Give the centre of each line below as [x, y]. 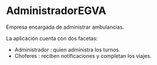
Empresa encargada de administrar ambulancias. [65, 27]
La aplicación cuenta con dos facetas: [52, 38]
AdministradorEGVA [56, 11]
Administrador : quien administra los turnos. [67, 49]
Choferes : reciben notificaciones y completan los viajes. [83, 56]
